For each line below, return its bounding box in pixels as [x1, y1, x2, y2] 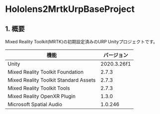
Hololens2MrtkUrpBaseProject [5, 3, 135, 15]
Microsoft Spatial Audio [7, 101, 62, 108]
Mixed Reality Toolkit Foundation [7, 69, 83, 75]
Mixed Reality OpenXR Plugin [7, 93, 76, 100]
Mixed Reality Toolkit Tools [7, 85, 71, 92]
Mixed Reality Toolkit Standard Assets [7, 77, 96, 83]
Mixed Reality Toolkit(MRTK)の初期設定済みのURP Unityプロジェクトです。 [5, 39, 158, 44]
